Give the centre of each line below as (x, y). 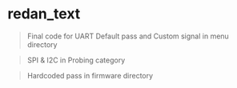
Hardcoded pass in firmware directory (90, 75)
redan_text (44, 14)
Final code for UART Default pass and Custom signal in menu (128, 36)
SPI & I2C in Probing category (76, 60)
